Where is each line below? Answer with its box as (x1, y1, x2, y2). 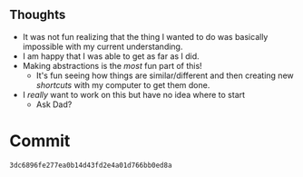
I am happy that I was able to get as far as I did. (22, 50, 200, 62)
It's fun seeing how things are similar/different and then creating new (35, 70, 295, 81)
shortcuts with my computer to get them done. (35, 79, 210, 90)
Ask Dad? (35, 99, 73, 110)
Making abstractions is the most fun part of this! (22, 60, 202, 71)
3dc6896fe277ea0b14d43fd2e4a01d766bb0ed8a (9, 161, 172, 170)
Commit (9, 131, 71, 151)
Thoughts (9, 7, 66, 23)
